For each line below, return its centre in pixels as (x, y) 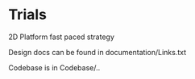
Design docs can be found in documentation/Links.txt (97, 52)
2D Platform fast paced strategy (61, 37)
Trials (27, 15)
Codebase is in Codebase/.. (54, 67)
